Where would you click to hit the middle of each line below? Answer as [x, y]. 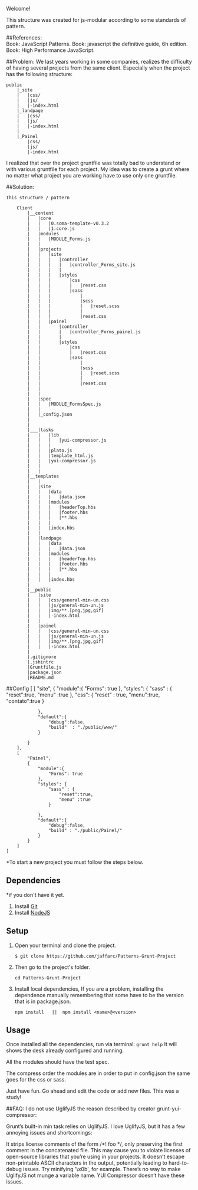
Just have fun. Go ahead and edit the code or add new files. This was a [93, 1091]
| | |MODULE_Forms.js [59, 239]
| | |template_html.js [60, 456]
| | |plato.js [50, 451]
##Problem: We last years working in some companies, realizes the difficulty [99, 62]
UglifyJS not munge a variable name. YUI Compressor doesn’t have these [95, 1175]
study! [14, 1097]
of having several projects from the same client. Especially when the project [98, 68]
